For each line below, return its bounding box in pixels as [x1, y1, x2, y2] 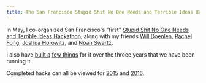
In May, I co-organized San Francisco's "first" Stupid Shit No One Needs [6, 26, 189, 33]
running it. [6, 57, 32, 65]
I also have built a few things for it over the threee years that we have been [6, 50, 195, 58]
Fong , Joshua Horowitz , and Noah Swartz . [6, 39, 113, 46]
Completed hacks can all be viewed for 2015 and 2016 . [6, 69, 145, 77]
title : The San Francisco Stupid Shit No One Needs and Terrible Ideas [6, 9, 193, 15]
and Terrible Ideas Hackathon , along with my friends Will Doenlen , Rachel [6, 32, 192, 40]
